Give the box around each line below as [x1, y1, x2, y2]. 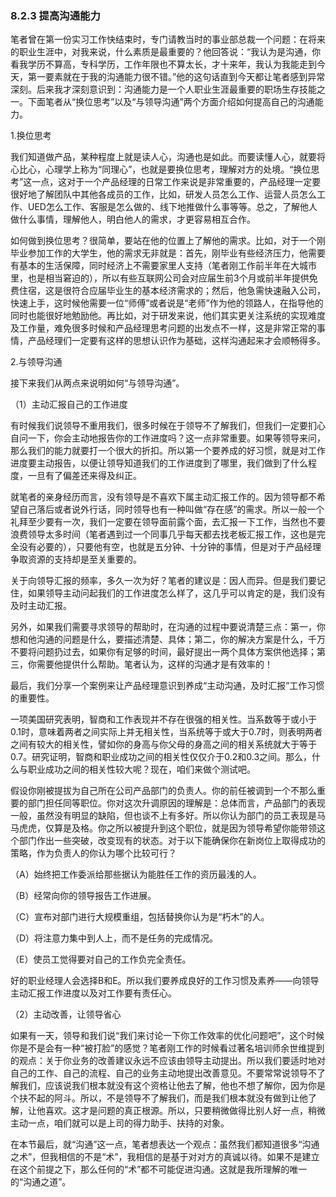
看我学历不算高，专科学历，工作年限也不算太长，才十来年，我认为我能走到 [10, 58, 317, 71]
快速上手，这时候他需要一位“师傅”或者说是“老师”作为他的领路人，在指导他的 [10, 297, 324, 309]
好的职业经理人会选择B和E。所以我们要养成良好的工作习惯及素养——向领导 [10, 975, 320, 987]
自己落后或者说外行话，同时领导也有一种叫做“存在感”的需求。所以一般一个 [18, 503, 325, 516]
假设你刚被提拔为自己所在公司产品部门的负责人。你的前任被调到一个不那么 [10, 785, 317, 797]
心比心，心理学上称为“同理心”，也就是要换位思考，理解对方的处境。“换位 [10, 163, 312, 176]
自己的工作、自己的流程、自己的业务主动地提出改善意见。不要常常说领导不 [10, 1067, 317, 1079]
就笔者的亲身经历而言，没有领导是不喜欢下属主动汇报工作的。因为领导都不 [10, 491, 317, 503]
